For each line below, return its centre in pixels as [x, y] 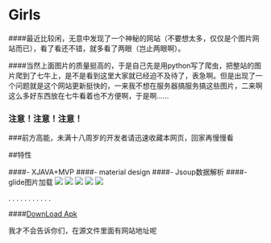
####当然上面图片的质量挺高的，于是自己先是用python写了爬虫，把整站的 [131, 65]
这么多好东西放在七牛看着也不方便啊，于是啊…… [89, 95]
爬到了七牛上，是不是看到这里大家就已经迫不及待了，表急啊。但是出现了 [135, 75]
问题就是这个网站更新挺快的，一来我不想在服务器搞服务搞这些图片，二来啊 [139, 86]
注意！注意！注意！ [46, 119]
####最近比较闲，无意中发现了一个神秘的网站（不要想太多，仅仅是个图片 [130, 38]
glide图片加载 [31, 182]
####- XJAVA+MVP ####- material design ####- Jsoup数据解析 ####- [128, 172]
